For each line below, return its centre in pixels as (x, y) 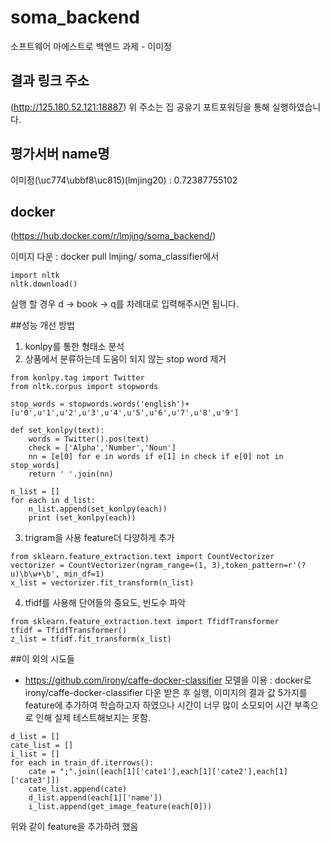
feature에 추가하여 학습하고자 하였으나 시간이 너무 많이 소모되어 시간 (158, 705)
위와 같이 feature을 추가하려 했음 (74, 827)
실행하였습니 (296, 107)
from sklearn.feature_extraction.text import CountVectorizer (142, 557)
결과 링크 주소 (50, 81)
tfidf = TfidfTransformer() (69, 631)
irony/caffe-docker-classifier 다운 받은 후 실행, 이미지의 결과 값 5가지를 (166, 693)
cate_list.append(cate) (78, 789)
